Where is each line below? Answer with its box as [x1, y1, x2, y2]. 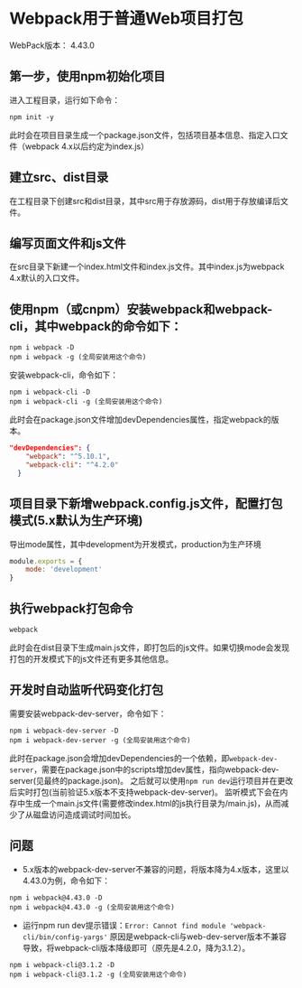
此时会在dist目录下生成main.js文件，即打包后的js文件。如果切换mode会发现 [9, 642, 290, 653]
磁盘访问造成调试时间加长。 [32, 809, 136, 820]
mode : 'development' [25, 565, 103, 574]
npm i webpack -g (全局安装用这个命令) [9, 353, 147, 362]
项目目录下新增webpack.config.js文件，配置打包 [9, 496, 283, 511]
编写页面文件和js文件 [9, 236, 126, 251]
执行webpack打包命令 [9, 601, 133, 616]
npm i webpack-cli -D [9, 387, 91, 397]
